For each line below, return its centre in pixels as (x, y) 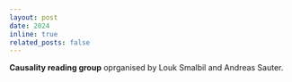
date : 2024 (30, 26)
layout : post (34, 17)
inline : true (34, 34)
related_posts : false (50, 42)
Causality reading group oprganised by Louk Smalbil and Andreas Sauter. (146, 68)
